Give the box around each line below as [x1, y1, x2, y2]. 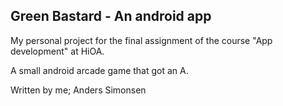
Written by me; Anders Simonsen [10, 84, 147, 96]
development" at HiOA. [10, 45, 105, 57]
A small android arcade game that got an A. [10, 64, 189, 76]
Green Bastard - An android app [10, 8, 212, 25]
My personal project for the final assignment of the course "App [10, 34, 273, 46]
